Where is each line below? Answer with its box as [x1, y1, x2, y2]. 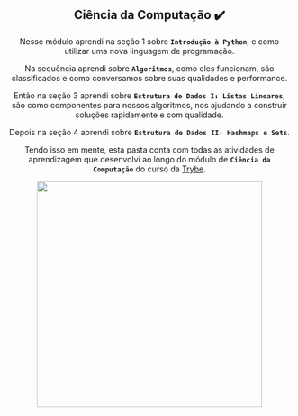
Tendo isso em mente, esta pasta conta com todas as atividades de [24, 143, 275, 155]
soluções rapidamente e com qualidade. [75, 109, 224, 120]
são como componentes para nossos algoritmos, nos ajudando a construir [11, 99, 288, 110]
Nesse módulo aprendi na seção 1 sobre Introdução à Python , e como [19, 35, 280, 47]
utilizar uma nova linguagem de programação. [64, 45, 235, 56]
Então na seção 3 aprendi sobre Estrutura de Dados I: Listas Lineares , [13, 89, 286, 101]
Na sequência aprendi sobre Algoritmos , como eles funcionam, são [24, 62, 275, 74]
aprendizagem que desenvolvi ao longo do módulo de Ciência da [28, 153, 271, 164]
